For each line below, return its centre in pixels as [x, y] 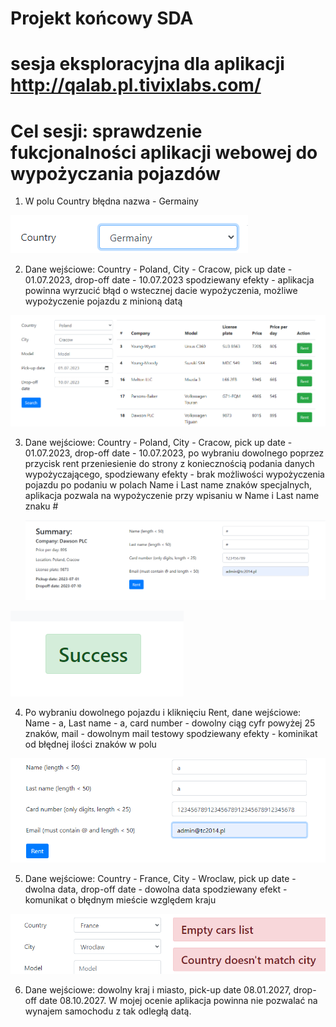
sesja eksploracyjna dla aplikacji [147, 64]
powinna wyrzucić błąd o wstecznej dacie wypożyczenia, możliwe [161, 291]
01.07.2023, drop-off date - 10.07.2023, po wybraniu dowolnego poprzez [174, 453]
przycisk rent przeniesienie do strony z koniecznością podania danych [169, 464]
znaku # [41, 506]
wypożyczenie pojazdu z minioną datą [103, 301]
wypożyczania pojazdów [115, 173]
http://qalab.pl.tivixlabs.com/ [136, 85]
